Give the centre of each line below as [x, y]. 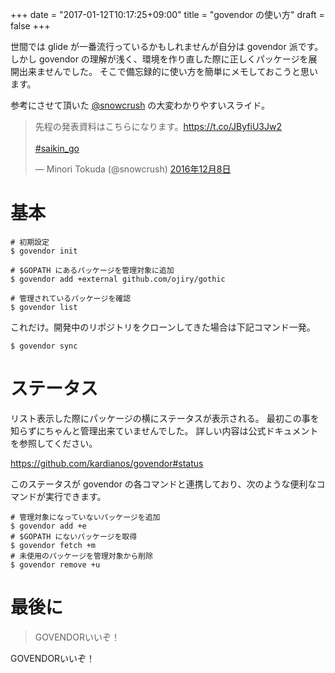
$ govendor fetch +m [53, 545]
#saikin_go [57, 148]
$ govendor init [44, 251]
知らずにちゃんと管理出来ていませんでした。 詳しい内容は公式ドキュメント [164, 430]
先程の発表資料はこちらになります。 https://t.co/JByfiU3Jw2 [158, 126]
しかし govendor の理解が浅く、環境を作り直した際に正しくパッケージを [159, 59]
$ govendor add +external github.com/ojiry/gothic [118, 279]
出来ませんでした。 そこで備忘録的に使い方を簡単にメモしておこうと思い [168, 71]
